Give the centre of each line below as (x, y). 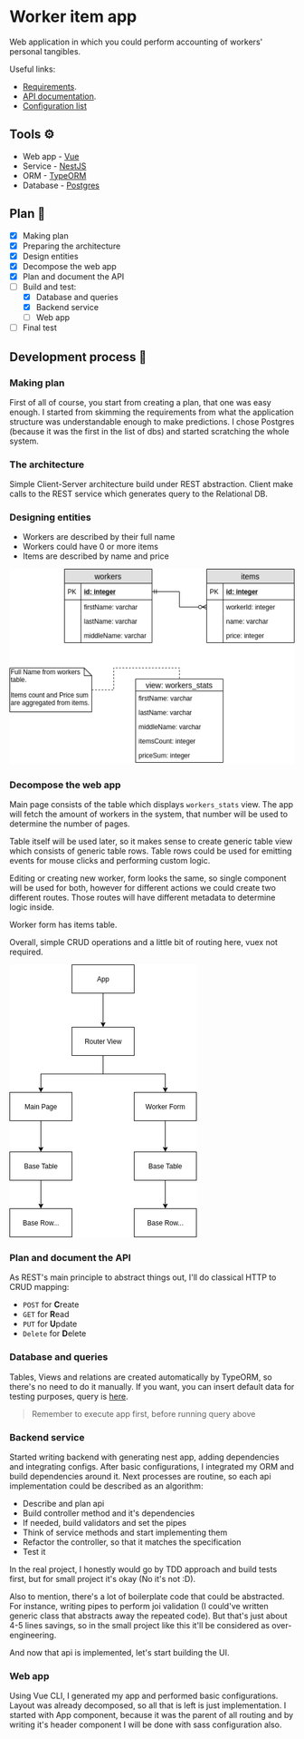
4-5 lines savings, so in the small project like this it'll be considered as (139, 1626)
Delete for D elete (54, 1334)
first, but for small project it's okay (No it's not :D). (103, 1579)
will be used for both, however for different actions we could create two (142, 888)
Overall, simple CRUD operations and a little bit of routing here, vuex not (144, 943)
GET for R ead (46, 1314)
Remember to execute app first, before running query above (143, 1413)
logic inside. (32, 907)
